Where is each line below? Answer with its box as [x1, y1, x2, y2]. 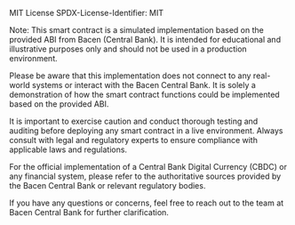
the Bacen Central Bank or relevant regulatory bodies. [9, 181, 206, 190]
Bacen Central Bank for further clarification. [9, 207, 169, 217]
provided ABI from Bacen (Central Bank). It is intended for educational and [9, 35, 282, 44]
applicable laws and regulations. [9, 144, 127, 155]
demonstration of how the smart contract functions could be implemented [9, 89, 280, 100]
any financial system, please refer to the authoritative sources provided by [9, 171, 282, 181]
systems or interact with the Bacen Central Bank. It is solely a [31, 80, 256, 90]
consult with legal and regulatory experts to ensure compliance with [9, 135, 258, 145]
